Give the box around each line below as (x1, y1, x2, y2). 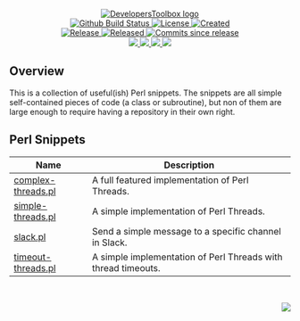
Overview (9, 63, 65, 79)
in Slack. (92, 236, 128, 249)
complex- (13, 174, 56, 186)
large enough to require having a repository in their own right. (9, 106, 236, 117)
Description (163, 159, 215, 171)
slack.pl (13, 230, 46, 243)
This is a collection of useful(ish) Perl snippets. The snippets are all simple (9, 87, 283, 98)
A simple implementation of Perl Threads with (92, 251, 283, 263)
